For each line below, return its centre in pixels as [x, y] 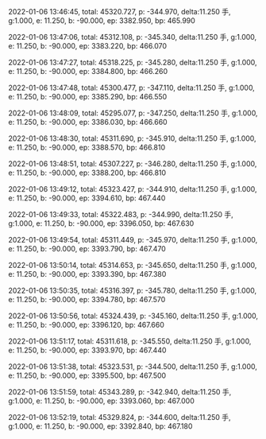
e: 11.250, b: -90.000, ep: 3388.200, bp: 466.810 [87, 173]
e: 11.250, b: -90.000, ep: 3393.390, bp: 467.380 [87, 274]
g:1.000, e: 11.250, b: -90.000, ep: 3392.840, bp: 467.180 [100, 426]
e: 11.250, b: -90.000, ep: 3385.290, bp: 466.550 [88, 97]
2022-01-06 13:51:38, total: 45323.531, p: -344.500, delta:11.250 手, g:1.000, [133, 367]
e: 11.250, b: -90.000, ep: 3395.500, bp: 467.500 [87, 375]
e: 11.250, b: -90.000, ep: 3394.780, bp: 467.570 [87, 299]
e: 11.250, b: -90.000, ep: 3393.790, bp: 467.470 [87, 249]
